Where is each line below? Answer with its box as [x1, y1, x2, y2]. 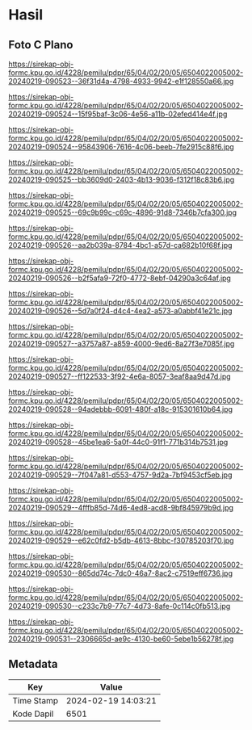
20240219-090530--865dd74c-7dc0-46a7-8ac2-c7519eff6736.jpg [8, 568, 233, 578]
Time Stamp [12, 694, 59, 706]
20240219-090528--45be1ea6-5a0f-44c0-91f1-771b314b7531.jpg [8, 438, 229, 447]
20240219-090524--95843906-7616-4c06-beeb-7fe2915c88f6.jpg [8, 142, 234, 151]
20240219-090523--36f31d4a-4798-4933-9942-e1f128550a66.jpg [8, 77, 234, 86]
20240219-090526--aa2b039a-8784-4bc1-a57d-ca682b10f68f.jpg [8, 241, 233, 250]
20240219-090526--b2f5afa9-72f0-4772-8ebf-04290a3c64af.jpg [8, 273, 232, 283]
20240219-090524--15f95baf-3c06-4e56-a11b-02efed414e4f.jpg [8, 109, 228, 119]
